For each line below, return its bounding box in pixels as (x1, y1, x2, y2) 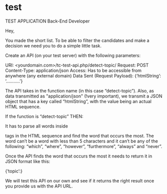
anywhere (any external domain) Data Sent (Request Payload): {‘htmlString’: (5, 72, 161, 78)
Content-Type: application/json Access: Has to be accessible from (5, 67, 141, 73)
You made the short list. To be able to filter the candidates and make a (5, 37, 149, 43)
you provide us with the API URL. (5, 183, 73, 189)
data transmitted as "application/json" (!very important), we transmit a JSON (5, 93, 162, 99)
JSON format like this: (5, 158, 50, 164)
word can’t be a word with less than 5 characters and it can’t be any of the (5, 138, 158, 144)
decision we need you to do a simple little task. (5, 42, 101, 48)
